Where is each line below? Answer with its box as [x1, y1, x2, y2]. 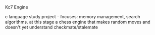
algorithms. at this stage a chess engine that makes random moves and [5, 19, 151, 25]
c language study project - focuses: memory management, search [5, 14, 140, 19]
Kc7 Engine [5, 4, 28, 10]
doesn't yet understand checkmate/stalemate [5, 24, 98, 30]
